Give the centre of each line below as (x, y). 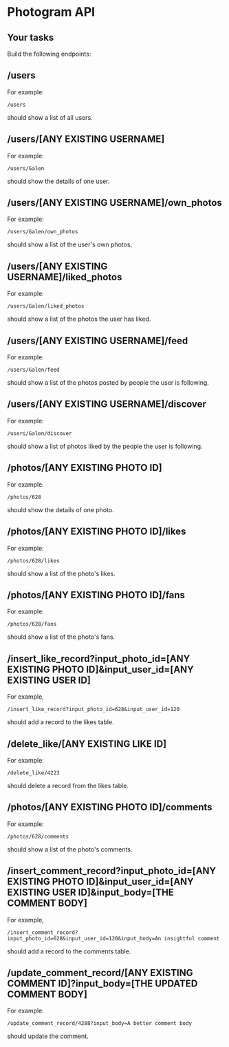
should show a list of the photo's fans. (61, 637)
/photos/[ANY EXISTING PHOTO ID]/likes (97, 532)
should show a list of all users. (50, 117)
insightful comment (192, 938)
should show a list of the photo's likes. (61, 573)
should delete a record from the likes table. (68, 785)
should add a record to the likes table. (61, 722)
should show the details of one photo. (61, 509)
